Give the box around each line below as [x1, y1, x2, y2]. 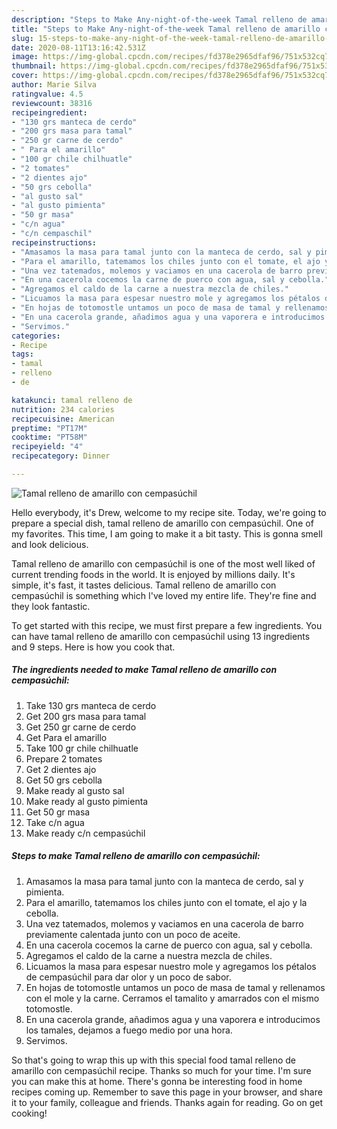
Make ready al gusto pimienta [25, 795, 149, 807]
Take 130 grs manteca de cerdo [25, 699, 157, 711]
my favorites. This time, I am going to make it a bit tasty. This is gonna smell [11, 527, 323, 540]
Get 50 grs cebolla [25, 774, 103, 786]
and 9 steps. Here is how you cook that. [11, 641, 176, 653]
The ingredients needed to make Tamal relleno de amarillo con [11, 664, 278, 676]
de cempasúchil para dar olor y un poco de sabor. [25, 971, 232, 983]
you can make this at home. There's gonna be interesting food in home [11, 1075, 303, 1087]
